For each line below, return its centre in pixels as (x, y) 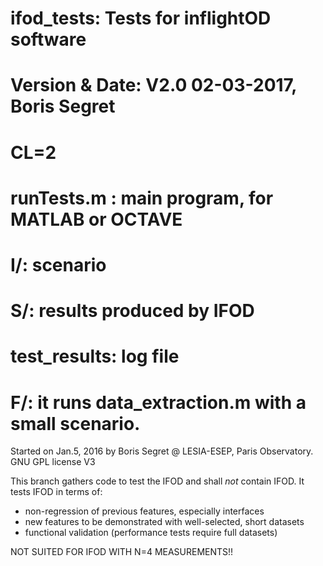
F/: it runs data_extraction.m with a (158, 402)
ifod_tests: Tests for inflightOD (141, 18)
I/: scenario (58, 264)
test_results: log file (95, 356)
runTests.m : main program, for (142, 198)
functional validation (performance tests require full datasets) (151, 533)
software (48, 39)
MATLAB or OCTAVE (96, 219)
